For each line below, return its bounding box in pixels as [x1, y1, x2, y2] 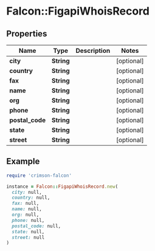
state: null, [12, 229, 45, 235]
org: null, [12, 211, 40, 218]
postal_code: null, [12, 223, 61, 229]
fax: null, [12, 201, 40, 207]
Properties [6, 29, 47, 39]
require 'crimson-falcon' [6, 172, 72, 179]
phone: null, [12, 217, 45, 223]
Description [75, 47, 111, 55]
